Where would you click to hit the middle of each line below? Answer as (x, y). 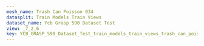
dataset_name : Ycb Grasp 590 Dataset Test (61, 23)
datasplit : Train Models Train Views (54, 17)
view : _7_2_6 (23, 28)
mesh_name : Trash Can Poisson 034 (50, 12)
